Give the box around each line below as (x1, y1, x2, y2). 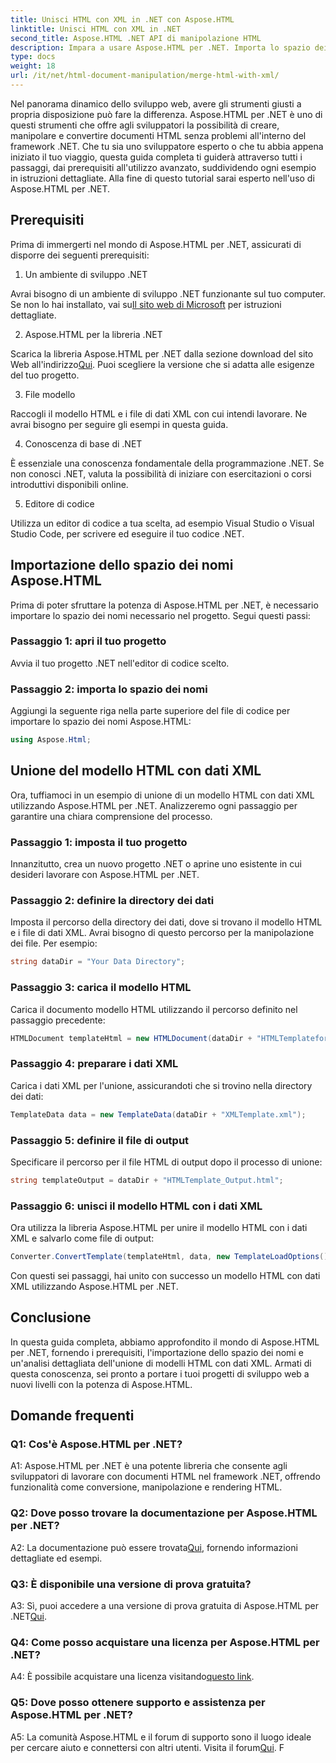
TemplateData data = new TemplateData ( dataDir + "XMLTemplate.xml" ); (10, 1109, 307, 1120)
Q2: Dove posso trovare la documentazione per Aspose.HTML (10, 1506, 318, 1520)
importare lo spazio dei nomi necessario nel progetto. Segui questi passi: (10, 609, 311, 621)
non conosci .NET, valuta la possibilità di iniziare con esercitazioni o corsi (10, 467, 312, 480)
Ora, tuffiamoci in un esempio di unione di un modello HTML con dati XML (10, 789, 315, 801)
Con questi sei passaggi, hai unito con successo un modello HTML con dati (10, 1269, 321, 1281)
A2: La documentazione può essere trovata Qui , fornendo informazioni (10, 1541, 298, 1553)
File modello (24, 388, 76, 400)
